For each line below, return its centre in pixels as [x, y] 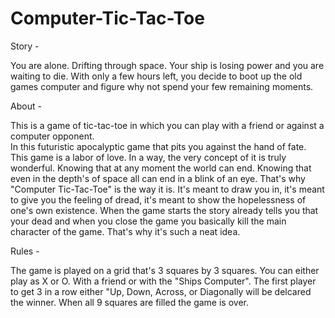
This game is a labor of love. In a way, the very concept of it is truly [148, 157]
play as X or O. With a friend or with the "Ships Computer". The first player [163, 281]
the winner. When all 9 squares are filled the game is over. [129, 302]
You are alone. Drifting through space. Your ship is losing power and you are [167, 65]
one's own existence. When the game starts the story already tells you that [164, 210]
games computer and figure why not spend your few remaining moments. [162, 86]
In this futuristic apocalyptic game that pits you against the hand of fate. [158, 146]
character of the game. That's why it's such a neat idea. [125, 231]
